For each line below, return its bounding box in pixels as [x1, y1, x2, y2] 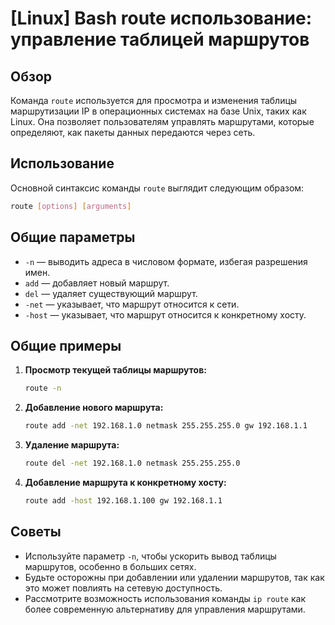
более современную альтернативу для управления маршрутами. [24, 603, 306, 615]
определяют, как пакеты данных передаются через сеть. [10, 127, 256, 138]
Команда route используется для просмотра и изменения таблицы [10, 95, 298, 106]
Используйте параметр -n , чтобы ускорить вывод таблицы [24, 550, 277, 562]
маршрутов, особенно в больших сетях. [24, 560, 197, 572]
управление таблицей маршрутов [10, 28, 310, 51]
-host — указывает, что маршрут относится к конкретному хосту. [24, 308, 307, 321]
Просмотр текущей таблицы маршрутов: [24, 364, 207, 376]
